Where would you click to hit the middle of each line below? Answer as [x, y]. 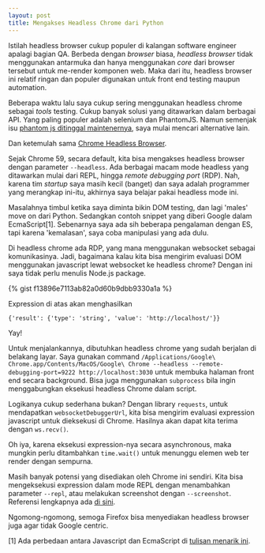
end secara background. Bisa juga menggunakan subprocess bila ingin [122, 380]
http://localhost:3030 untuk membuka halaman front [166, 371]
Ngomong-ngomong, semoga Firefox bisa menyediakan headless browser [129, 517]
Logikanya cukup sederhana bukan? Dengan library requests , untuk [118, 404]
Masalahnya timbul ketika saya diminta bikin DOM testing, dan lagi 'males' [128, 207]
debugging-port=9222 [42, 372]
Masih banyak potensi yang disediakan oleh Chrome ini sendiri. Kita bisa [126, 476]
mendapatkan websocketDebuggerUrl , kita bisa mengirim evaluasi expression [131, 412]
